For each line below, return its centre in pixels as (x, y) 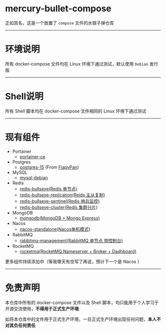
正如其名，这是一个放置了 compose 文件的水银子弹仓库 (60, 23)
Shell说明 (24, 96)
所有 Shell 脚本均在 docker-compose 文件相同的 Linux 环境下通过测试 (76, 111)
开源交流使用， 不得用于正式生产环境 (42, 308)
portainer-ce (32, 156)
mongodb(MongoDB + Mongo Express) (60, 218)
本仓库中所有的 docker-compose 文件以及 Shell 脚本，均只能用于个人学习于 (82, 302)
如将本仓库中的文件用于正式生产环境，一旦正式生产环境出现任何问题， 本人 (81, 319)
